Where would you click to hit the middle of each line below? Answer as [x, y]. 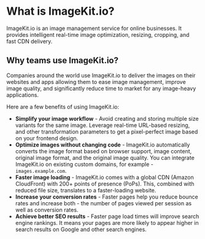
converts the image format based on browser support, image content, [103, 151]
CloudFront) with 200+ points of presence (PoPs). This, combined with [105, 184]
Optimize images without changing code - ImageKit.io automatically [102, 145]
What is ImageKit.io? [60, 11]
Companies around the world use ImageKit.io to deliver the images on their [101, 75]
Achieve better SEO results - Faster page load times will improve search [107, 216]
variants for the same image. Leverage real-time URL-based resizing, [102, 125]
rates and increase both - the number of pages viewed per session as [103, 203]
